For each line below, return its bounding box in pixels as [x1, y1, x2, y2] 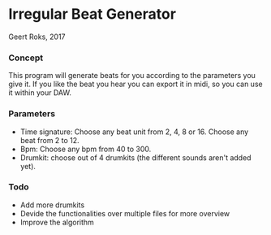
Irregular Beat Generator [8, 5, 177, 24]
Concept [8, 52, 43, 63]
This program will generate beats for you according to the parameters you [8, 71, 256, 81]
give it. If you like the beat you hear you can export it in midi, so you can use [8, 79, 263, 89]
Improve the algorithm [19, 217, 95, 227]
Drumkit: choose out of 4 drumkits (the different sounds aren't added [19, 152, 252, 163]
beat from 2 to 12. [19, 135, 80, 145]
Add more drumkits [19, 200, 85, 210]
